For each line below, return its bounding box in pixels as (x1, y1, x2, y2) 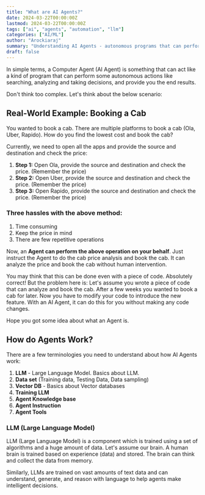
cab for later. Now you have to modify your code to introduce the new (6, 292, 181, 299)
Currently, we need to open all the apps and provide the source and (6, 143, 176, 150)
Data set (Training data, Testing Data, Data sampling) (15, 376, 149, 383)
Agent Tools (15, 408, 47, 415)
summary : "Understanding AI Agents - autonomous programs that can (6, 43, 182, 50)
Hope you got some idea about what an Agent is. (6, 316, 129, 324)
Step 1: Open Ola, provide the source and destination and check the (15, 161, 186, 168)
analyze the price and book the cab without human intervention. (6, 261, 167, 268)
